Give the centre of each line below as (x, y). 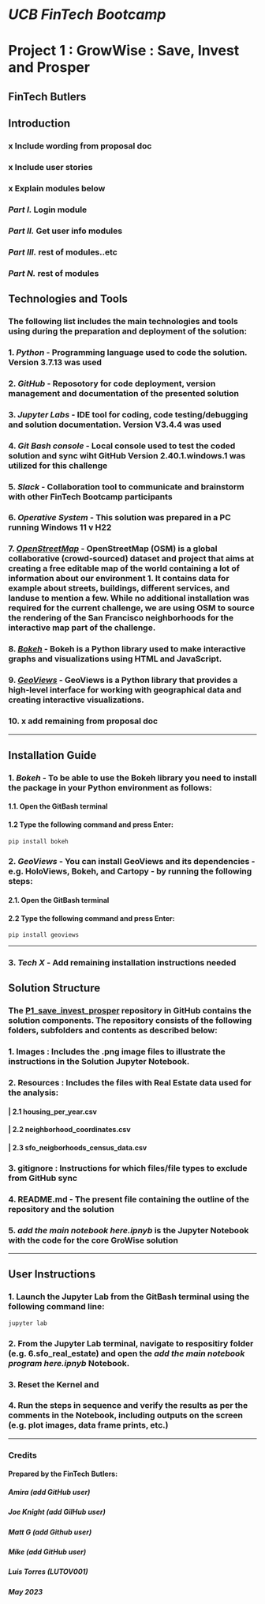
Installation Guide (52, 755)
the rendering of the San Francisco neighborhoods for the (121, 618)
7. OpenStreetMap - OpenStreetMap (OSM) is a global (113, 549)
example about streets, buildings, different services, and (119, 588)
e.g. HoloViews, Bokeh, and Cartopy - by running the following (130, 871)
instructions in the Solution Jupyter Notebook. (99, 1062)
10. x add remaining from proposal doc (83, 721)
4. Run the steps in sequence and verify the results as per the (128, 1406)
